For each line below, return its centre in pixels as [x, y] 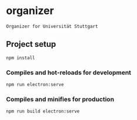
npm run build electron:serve [43, 112]
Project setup [31, 44]
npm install [20, 58]
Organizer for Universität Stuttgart [52, 26]
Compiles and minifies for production [60, 99]
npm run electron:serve [35, 85]
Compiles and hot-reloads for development [69, 73]
